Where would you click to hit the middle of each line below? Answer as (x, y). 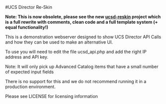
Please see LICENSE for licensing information (52, 96)
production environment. (30, 87)
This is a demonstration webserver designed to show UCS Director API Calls (83, 37)
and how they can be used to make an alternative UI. (59, 42)
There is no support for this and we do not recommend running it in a (76, 81)
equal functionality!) (27, 27)
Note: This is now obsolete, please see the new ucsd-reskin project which (83, 17)
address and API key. (27, 57)
